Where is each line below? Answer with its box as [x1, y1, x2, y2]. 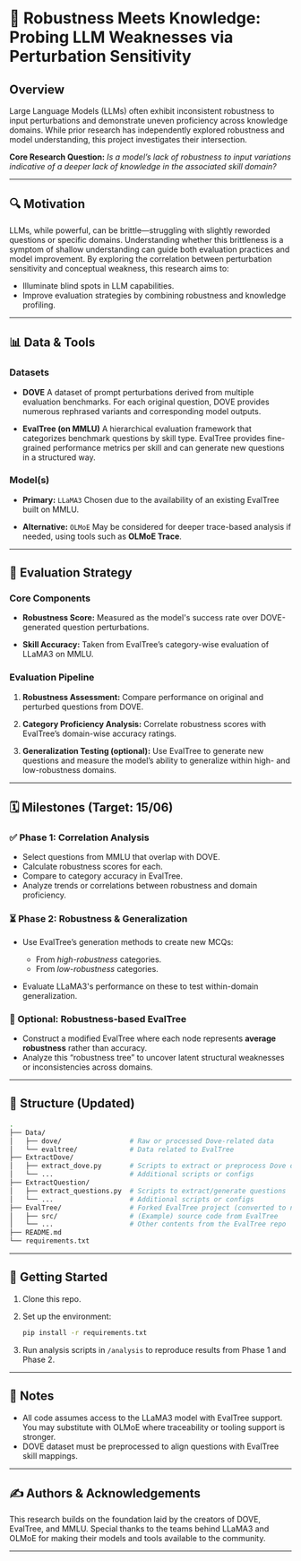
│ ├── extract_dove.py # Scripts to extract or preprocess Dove [9, 1161, 287, 1171]
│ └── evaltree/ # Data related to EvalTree [9, 1145, 235, 1154]
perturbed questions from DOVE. [21, 701, 144, 712]
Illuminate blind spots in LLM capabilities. [21, 280, 175, 291]
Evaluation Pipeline [9, 672, 95, 684]
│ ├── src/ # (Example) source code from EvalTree [9, 1211, 279, 1220]
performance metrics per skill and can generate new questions [52, 442, 285, 453]
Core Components [9, 592, 91, 604]
